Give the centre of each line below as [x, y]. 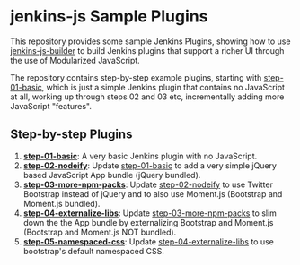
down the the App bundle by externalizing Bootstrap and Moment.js [148, 222]
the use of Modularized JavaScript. [75, 60]
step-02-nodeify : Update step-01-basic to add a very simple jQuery [150, 165]
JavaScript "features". [51, 106]
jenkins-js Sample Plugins [109, 17]
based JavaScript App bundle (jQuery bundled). [112, 175]
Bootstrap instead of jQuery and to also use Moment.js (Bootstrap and [153, 193]
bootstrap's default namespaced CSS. [93, 251]
